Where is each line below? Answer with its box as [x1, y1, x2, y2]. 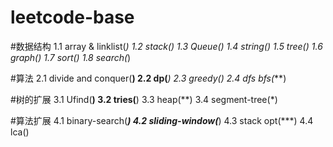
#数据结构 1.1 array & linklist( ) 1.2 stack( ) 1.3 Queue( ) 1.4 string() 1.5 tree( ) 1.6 [10, 40, 323, 52]
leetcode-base [10, 6, 135, 29]
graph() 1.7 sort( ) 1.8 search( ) [10, 51, 132, 63]
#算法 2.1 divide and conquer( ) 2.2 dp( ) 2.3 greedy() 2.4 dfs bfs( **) [10, 72, 287, 84]
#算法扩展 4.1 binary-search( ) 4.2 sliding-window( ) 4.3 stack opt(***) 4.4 [10, 114, 314, 126]
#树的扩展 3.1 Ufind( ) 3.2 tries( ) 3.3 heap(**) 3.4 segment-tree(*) [10, 93, 278, 105]
